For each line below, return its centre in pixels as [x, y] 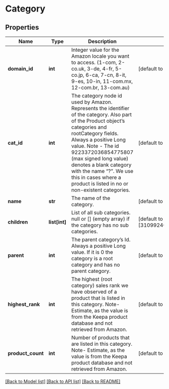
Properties [22, 27]
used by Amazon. [92, 102]
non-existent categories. [101, 190]
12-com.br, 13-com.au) [100, 87]
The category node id [97, 96]
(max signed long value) [100, 159]
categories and [89, 127]
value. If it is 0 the [92, 252]
